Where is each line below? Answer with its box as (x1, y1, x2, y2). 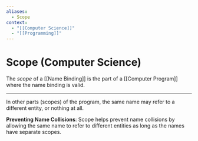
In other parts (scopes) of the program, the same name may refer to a (6, 98, 175, 106)
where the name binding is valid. (6, 82, 85, 89)
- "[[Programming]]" (11, 31, 62, 36)
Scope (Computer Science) (6, 56, 141, 69)
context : (6, 19, 28, 25)
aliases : (6, 8, 28, 15)
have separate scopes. (6, 129, 62, 136)
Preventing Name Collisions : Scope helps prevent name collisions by (6, 116, 175, 123)
